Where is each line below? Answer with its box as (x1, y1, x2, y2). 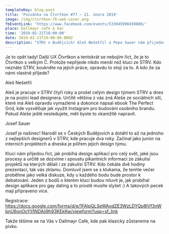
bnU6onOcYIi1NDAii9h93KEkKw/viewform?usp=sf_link (5, 208, 118, 214)
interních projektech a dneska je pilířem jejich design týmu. (5, 141, 127, 147)
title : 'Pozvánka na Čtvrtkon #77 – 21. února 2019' (5, 12, 118, 17)
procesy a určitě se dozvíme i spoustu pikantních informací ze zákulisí (5, 156, 150, 162)
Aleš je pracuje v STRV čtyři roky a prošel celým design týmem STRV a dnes (5, 89, 163, 95)
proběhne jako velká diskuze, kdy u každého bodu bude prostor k (5, 172, 141, 178)
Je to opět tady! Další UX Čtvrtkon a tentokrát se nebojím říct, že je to (5, 54, 149, 60)
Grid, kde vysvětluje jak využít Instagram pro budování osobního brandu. (5, 105, 156, 111)
